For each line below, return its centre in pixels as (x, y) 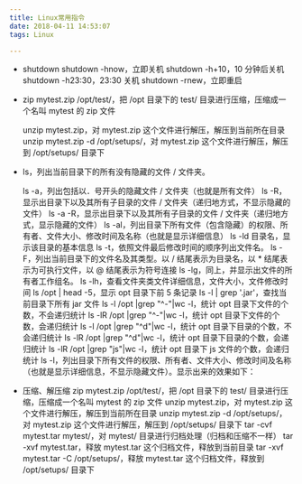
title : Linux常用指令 (47, 18)
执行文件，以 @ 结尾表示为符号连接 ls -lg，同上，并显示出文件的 (166, 270)
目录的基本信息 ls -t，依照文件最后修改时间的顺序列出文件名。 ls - (160, 247)
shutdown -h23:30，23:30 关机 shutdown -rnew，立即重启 (132, 80)
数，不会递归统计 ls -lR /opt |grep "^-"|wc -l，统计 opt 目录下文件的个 (151, 315)
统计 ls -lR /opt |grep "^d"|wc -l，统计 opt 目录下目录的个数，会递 (168, 338)
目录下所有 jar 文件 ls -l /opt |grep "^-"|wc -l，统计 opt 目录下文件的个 (160, 304)
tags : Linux (32, 34)
